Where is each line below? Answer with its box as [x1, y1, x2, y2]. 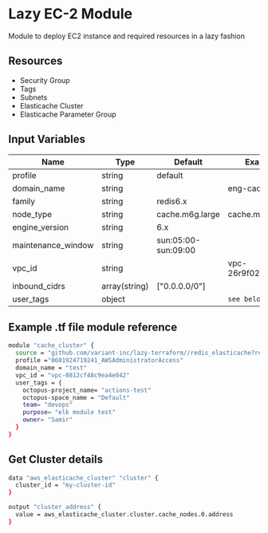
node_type [12, 208, 53, 219]
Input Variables [8, 132, 86, 146]
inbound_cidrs [12, 280, 66, 291]
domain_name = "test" [15, 364, 88, 372]
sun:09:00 [156, 244, 195, 255]
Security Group [19, 75, 70, 85]
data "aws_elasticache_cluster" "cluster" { [8, 474, 159, 482]
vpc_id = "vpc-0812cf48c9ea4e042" [15, 371, 130, 379]
